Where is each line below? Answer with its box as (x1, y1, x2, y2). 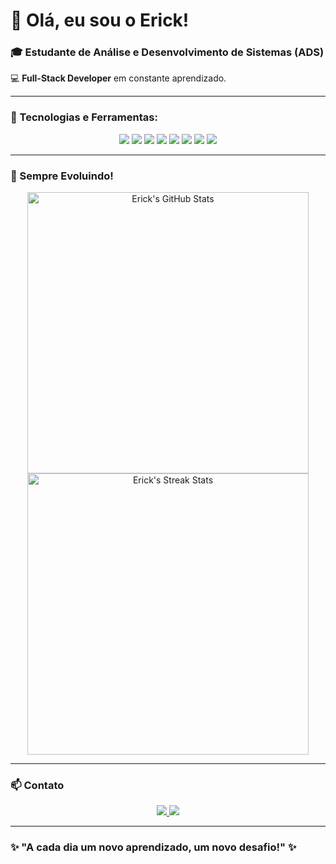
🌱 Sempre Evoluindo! (10, 169, 114, 183)
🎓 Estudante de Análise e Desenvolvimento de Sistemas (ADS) (10, 45, 325, 59)
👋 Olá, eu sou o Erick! (10, 9, 190, 32)
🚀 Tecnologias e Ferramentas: (10, 110, 158, 124)
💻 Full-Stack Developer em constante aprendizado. (10, 72, 227, 84)
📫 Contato (10, 779, 65, 792)
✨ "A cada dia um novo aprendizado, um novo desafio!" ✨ (10, 840, 297, 854)
